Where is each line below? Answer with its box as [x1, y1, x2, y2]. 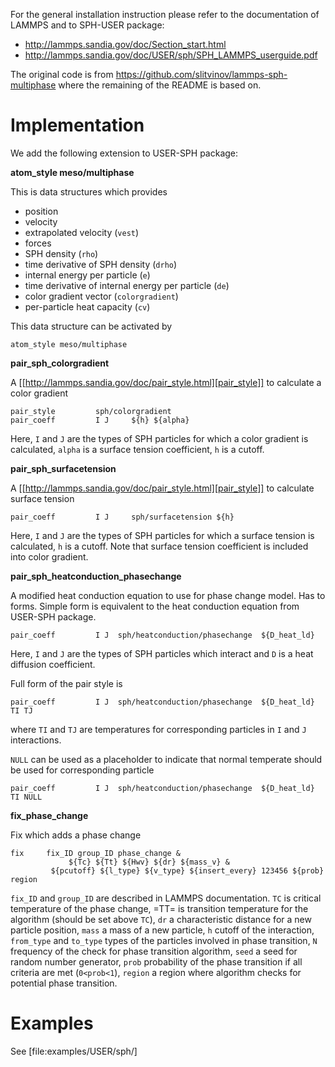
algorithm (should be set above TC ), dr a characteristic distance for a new [10, 913, 312, 925]
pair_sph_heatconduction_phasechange [10, 570, 182, 582]
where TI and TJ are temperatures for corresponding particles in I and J [10, 723, 307, 735]
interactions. [10, 734, 62, 746]
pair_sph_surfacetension [10, 462, 117, 474]
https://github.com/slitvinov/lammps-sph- [115, 69, 288, 80]
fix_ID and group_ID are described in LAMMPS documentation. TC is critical [10, 892, 322, 904]
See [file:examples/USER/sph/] [10, 1045, 138, 1057]
